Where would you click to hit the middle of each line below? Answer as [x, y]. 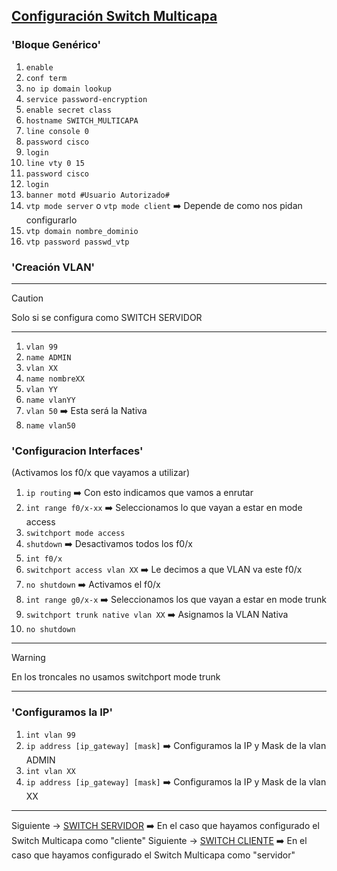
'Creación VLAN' [53, 267]
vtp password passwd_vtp [77, 242]
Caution [27, 298]
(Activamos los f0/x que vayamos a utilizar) [100, 473]
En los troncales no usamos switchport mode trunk [116, 677]
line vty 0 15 [55, 163]
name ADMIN [48, 357]
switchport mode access [75, 534]
